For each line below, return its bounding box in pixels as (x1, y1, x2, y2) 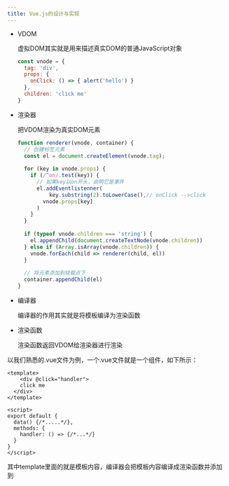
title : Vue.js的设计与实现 (7, 10, 80, 18)
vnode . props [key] (43, 197, 93, 205)
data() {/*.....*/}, (13, 418, 74, 426)
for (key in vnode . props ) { (24, 165, 106, 172)
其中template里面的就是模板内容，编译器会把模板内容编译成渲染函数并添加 (7, 462, 223, 471)
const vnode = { (17, 57, 65, 65)
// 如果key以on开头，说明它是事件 (36, 179, 125, 186)
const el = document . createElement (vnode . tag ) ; (24, 152, 166, 160)
